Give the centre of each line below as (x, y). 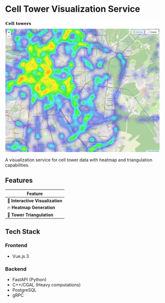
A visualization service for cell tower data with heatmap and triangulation (79, 160)
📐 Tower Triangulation (30, 215)
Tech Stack (23, 232)
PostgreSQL (24, 290)
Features (19, 180)
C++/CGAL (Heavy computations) (46, 285)
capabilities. (17, 165)
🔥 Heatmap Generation (31, 208)
